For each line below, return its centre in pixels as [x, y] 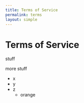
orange [28, 95]
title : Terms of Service [32, 10]
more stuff [16, 69]
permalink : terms [24, 15]
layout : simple [21, 19]
